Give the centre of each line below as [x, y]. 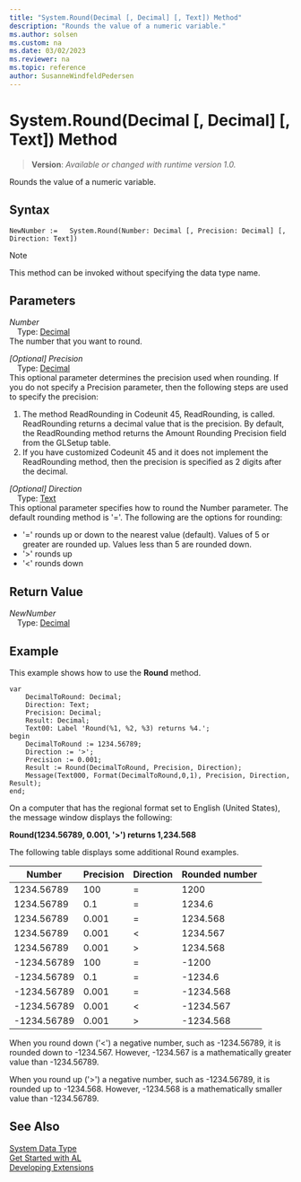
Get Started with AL [46, 1158]
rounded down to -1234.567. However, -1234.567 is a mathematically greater [150, 1052]
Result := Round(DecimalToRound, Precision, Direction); [134, 767]
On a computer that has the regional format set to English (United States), [145, 808]
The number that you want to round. [76, 341]
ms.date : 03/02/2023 [48, 51]
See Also [34, 1127]
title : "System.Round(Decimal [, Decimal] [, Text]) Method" [126, 18]
